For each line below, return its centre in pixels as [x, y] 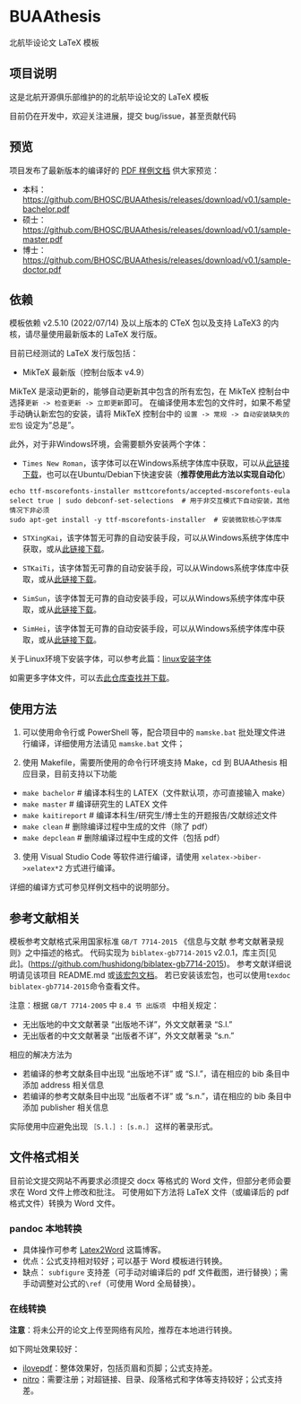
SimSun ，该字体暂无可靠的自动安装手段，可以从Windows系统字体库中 [150, 598]
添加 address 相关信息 [63, 1085]
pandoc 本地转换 [46, 1228]
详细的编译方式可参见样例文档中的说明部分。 [92, 887]
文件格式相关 [45, 1158]
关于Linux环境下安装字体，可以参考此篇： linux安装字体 [111, 659]
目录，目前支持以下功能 [73, 774]
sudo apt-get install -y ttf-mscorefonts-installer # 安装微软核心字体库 [146, 520]
